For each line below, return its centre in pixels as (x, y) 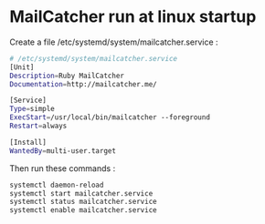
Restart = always (38, 126)
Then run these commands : (63, 168)
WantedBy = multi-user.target (63, 151)
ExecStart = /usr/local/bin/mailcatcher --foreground (110, 117)
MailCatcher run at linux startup (133, 17)
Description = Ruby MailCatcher (67, 76)
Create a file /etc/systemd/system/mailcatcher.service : (114, 42)
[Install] (28, 142)
